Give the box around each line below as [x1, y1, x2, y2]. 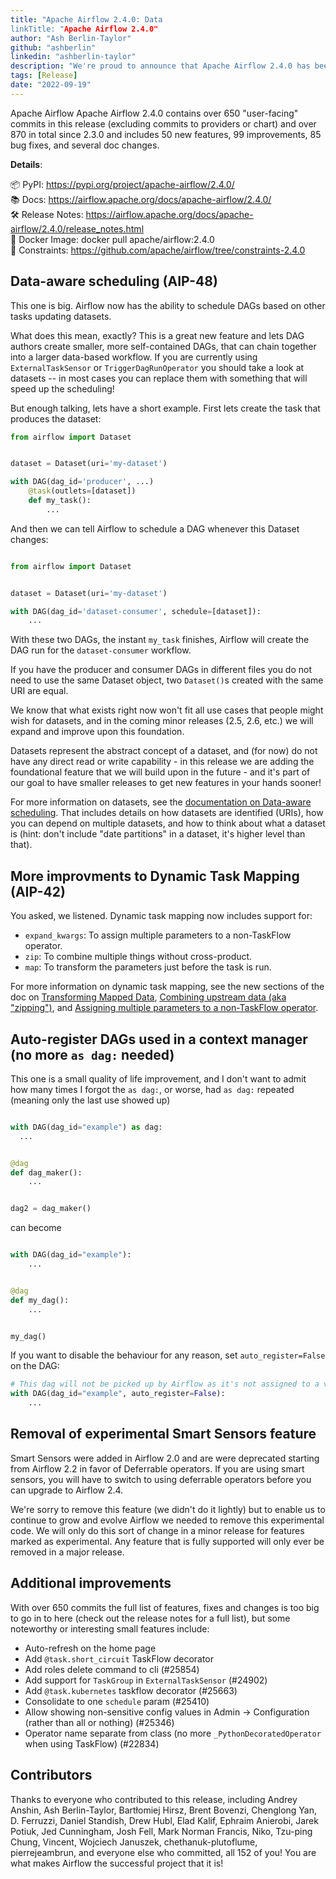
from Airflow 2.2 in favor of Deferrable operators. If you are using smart [10, 1462, 305, 1475]
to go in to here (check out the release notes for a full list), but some [10, 1612, 291, 1624]
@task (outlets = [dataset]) [28, 486, 137, 496]
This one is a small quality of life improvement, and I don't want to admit [10, 1072, 307, 1085]
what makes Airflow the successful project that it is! [10, 1857, 224, 1869]
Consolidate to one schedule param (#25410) [24, 1695, 210, 1707]
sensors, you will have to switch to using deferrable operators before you [10, 1473, 312, 1485]
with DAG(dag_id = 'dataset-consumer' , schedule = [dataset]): [10, 606, 262, 616]
